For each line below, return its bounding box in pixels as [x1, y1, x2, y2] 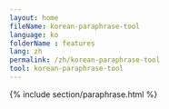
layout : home [9, 13, 59, 23]
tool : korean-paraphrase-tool [9, 64, 124, 74]
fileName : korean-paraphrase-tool [9, 22, 141, 31]
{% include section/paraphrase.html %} [9, 88, 158, 100]
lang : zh [9, 47, 43, 56]
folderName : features [9, 38, 95, 48]
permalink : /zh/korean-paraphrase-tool [9, 55, 161, 64]
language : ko [9, 30, 59, 39]
